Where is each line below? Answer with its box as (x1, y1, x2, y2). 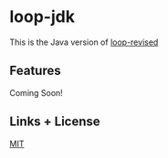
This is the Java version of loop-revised (9, 37, 159, 47)
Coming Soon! (9, 87, 64, 98)
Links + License (9, 114, 100, 130)
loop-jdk (9, 6, 76, 27)
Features (9, 63, 61, 79)
